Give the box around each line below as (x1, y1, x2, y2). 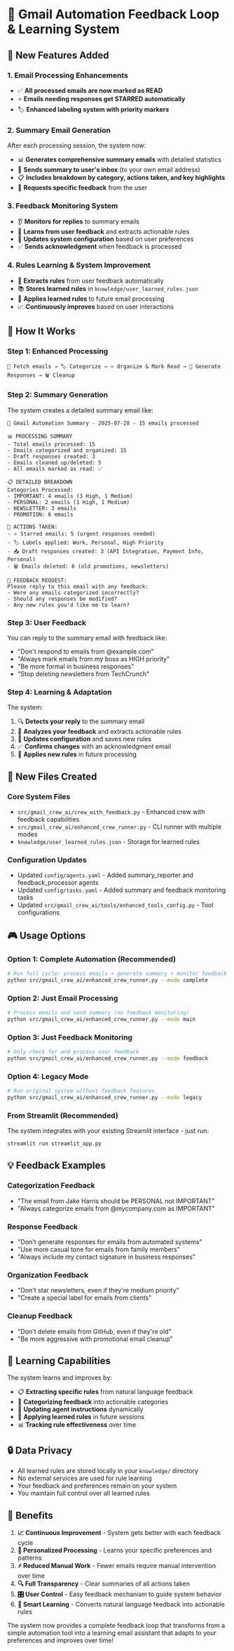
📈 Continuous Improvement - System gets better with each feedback (17, 1529, 221, 1537)
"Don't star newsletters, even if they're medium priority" (17, 1286, 180, 1295)
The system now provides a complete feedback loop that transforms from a (7, 1621, 226, 1630)
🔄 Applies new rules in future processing (17, 750, 137, 758)
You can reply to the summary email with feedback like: (7, 634, 167, 642)
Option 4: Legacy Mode (7, 1071, 89, 1081)
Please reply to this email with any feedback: (7, 583, 149, 590)
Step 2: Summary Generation (7, 390, 109, 400)
